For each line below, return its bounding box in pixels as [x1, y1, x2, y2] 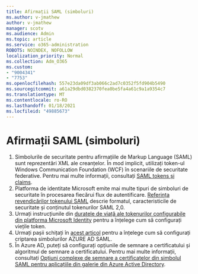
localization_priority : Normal [6, 53, 84, 59]
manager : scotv [6, 25, 44, 32]
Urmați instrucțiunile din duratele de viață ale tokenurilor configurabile [14, 210, 186, 218]
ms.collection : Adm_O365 [6, 58, 68, 64]
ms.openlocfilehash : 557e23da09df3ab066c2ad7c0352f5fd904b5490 [6, 81, 166, 87]
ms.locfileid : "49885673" [6, 108, 70, 114]
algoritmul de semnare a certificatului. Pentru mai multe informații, [14, 248, 177, 256]
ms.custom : [6, 64, 33, 70]
